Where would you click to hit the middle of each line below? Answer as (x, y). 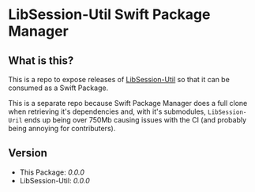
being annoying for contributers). (62, 128)
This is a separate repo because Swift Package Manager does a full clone (128, 103)
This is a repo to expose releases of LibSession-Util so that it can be (119, 79)
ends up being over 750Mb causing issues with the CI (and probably (135, 120)
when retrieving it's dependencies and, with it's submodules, (107, 111)
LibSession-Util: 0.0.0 (54, 180)
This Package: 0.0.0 (52, 172)
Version (28, 153)
